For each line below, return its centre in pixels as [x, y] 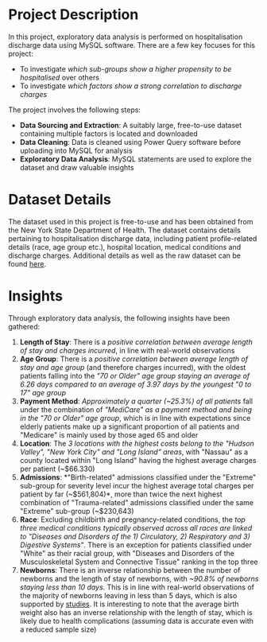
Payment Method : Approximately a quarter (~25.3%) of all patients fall [136, 401]
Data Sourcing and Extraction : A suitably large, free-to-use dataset [131, 125]
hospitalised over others [59, 77]
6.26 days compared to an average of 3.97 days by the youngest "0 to [135, 384]
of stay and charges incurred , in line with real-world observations [127, 350]
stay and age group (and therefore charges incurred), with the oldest [133, 367]
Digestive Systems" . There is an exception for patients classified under [136, 545]
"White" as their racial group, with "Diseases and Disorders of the [127, 553]
